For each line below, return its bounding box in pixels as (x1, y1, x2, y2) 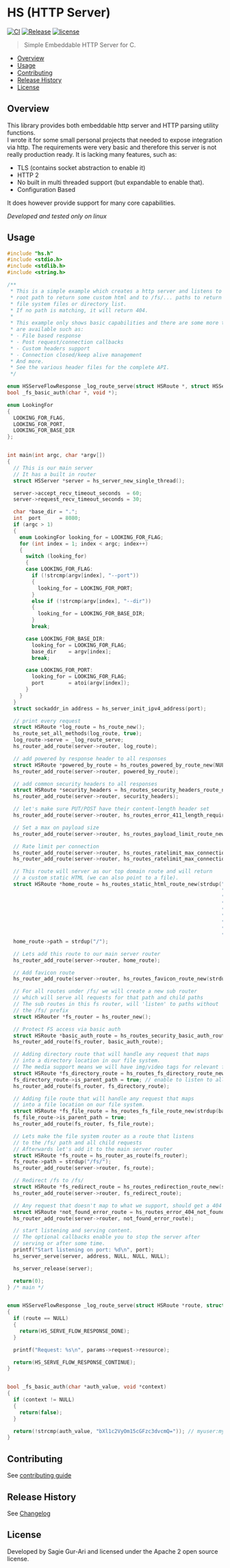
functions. (7, 128, 36, 136)
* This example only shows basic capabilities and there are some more (10, 320, 219, 327)
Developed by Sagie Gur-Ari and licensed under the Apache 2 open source (7, 1547, 218, 1556)
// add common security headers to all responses (13, 780, 157, 787)
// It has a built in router (13, 471, 97, 477)
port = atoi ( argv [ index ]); (31, 680, 130, 686)
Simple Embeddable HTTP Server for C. (23, 40, 136, 49)
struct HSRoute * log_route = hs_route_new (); (13, 724, 146, 731)
